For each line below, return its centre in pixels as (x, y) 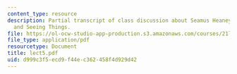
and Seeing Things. (42, 27)
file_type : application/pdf (49, 40)
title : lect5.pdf (33, 54)
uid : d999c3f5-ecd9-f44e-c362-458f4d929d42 (72, 60)
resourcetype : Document (42, 47)
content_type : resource (42, 14)
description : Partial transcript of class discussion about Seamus (109, 20)
